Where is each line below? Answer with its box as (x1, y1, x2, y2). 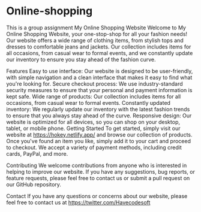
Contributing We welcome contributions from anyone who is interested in (6, 162, 187, 169)
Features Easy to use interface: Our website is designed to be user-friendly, (6, 67, 193, 74)
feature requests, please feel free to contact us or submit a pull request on (6, 174, 190, 181)
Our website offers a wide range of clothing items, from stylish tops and (6, 37, 184, 44)
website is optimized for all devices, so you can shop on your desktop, (6, 118, 180, 125)
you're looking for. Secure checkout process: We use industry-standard (6, 80, 183, 87)
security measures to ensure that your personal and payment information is (6, 86, 193, 93)
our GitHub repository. (6, 181, 62, 188)
